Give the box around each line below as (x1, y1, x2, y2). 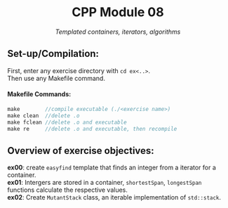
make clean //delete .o (7, 112, 80, 119)
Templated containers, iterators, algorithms (55, 27, 181, 36)
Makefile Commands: (7, 90, 72, 98)
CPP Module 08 (72, 4, 164, 20)
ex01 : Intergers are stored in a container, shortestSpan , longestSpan (7, 178, 202, 187)
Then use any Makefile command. (7, 74, 105, 82)
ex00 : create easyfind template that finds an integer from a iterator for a (7, 163, 216, 172)
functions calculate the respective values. (7, 186, 128, 194)
